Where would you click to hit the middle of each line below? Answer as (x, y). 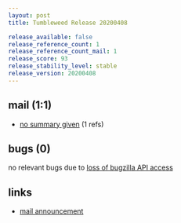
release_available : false (50, 37)
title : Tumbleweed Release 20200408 (68, 23)
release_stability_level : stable (63, 66)
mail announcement (51, 211)
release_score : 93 (38, 59)
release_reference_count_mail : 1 (63, 52)
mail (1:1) (30, 106)
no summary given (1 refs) (62, 124)
